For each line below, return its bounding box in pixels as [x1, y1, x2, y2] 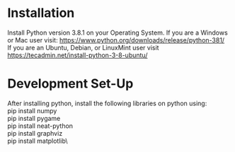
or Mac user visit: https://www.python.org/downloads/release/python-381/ [7, 35, 225, 44]
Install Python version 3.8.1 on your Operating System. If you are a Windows [7, 28, 228, 37]
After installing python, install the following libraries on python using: [7, 99, 207, 107]
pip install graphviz [7, 129, 63, 137]
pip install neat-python [7, 122, 73, 130]
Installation [7, 5, 75, 21]
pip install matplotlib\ [7, 136, 69, 145]
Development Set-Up [7, 76, 134, 92]
